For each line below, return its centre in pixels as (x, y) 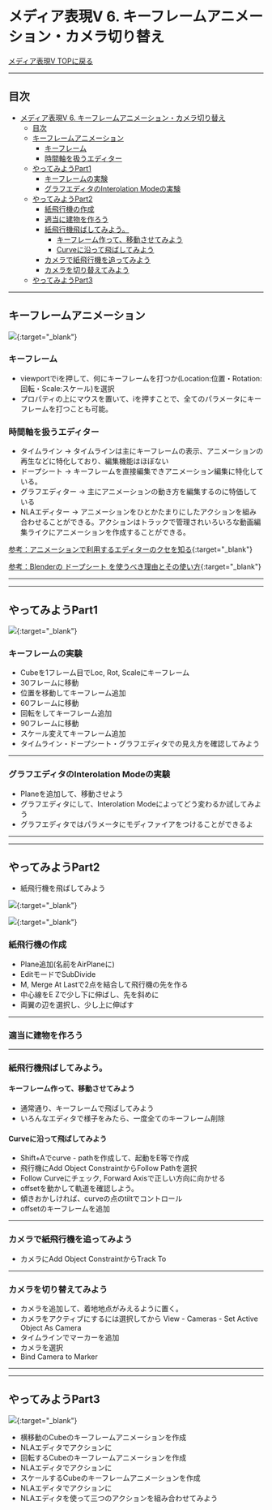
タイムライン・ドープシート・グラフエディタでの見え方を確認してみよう (140, 744)
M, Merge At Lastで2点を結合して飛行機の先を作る (104, 984)
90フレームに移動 (49, 724)
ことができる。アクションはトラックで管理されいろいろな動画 (151, 522)
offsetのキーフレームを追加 (65, 1209)
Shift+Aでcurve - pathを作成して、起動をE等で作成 (104, 1158)
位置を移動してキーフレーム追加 (73, 693)
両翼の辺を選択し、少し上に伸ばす (77, 1005)
